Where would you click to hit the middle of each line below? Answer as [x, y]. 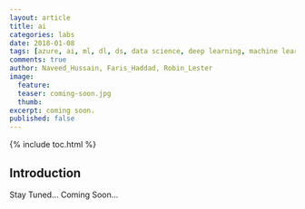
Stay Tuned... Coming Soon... [64, 195]
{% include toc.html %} [53, 145]
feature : [34, 85]
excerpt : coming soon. [52, 110]
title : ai [28, 26]
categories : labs [42, 34]
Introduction [45, 173]
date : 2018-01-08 [42, 43]
